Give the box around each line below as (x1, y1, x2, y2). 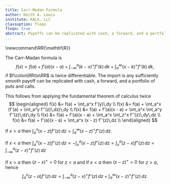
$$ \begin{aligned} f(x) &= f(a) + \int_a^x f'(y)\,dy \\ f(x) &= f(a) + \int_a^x (9, 101, 161, 107)
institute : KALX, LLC (5, 17, 51, 22)
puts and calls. (5, 83, 36, 89)
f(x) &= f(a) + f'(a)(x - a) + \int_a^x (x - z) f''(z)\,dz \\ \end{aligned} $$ (12, 117, 158, 123)
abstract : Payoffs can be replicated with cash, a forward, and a (5, 31, 148, 36)
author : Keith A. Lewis (5, 12, 56, 17)
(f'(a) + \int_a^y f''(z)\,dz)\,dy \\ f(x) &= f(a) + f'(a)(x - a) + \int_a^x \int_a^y (8, 106, 162, 113)
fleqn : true (5, 26, 30, 31)
